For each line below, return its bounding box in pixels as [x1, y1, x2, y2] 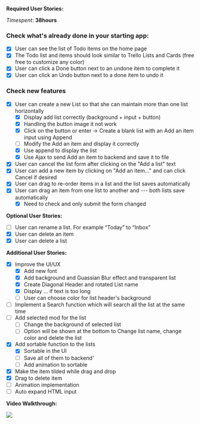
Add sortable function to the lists [14, 340, 96, 348]
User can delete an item [14, 230, 74, 238]
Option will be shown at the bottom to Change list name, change [23, 328, 182, 335]
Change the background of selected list [23, 321, 121, 328]
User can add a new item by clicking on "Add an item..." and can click [14, 167, 186, 174]
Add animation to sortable [23, 361, 88, 368]
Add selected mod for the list [14, 314, 87, 321]
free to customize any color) [14, 59, 85, 66]
